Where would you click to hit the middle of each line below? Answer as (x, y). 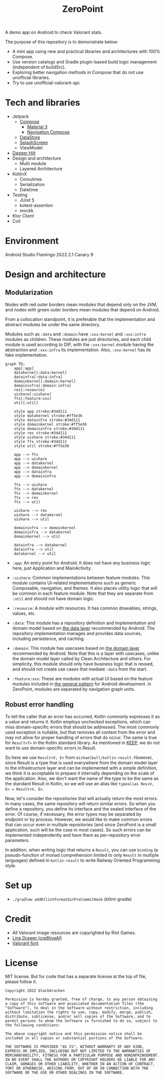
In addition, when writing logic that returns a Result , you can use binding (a (82, 850)
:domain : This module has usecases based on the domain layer (76, 648)
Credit (18, 919)
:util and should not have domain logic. (53, 598)
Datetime (29, 189)
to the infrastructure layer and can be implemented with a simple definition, (81, 768)
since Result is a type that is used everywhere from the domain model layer (82, 763)
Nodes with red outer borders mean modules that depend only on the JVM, (81, 304)
